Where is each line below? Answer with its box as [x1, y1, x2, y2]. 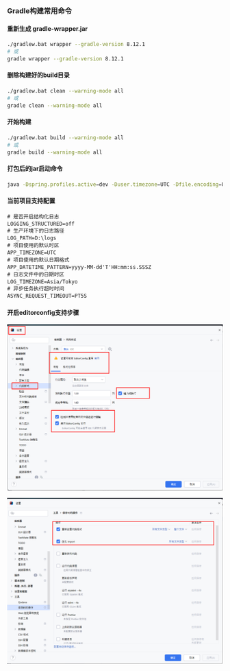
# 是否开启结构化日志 [7, 213, 60, 220]
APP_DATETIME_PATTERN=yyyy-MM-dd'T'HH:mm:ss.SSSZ [7, 263, 152, 270]
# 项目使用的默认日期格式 [7, 256, 70, 263]
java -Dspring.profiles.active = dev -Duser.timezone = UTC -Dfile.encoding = [7, 180, 222, 188]
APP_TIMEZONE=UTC [7, 249, 57, 257]
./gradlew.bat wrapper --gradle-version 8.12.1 [7, 41, 146, 48]
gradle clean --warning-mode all [7, 102, 103, 109]
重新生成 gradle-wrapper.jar [7, 24, 88, 32]
